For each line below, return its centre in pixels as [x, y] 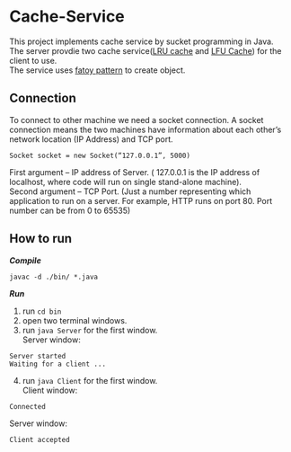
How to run [41, 239]
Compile [26, 260]
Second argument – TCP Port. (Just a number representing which [130, 191]
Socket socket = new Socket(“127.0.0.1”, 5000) [100, 155]
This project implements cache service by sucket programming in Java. [141, 41]
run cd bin [42, 311]
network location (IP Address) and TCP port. [91, 139]
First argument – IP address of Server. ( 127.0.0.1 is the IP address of [135, 172]
